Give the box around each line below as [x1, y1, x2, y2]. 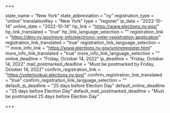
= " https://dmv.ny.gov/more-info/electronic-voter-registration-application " [5, 34, 161, 40]
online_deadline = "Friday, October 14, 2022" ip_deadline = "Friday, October [5, 56, 164, 61]
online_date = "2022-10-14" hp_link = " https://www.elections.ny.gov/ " [13, 23, 159, 29]
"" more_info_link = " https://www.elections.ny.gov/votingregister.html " [5, 45, 152, 51]
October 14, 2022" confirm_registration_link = [5, 66, 101, 72]
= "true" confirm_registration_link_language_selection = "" [5, 77, 127, 83]
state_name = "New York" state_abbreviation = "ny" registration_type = [5, 13, 154, 18]
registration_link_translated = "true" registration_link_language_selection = [5, 40, 161, 46]
